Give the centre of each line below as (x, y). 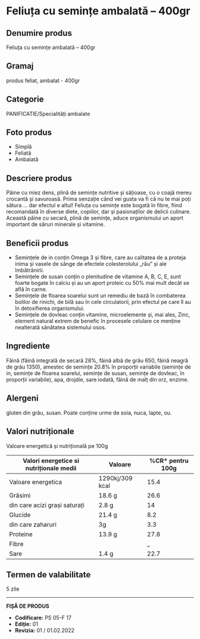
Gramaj (20, 66)
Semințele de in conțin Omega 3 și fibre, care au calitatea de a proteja (100, 257)
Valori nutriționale (40, 431)
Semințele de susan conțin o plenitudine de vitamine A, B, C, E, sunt (98, 277)
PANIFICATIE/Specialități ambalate (48, 113)
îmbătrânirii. (29, 271)
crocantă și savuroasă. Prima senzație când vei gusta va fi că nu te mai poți (99, 199)
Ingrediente (28, 346)
